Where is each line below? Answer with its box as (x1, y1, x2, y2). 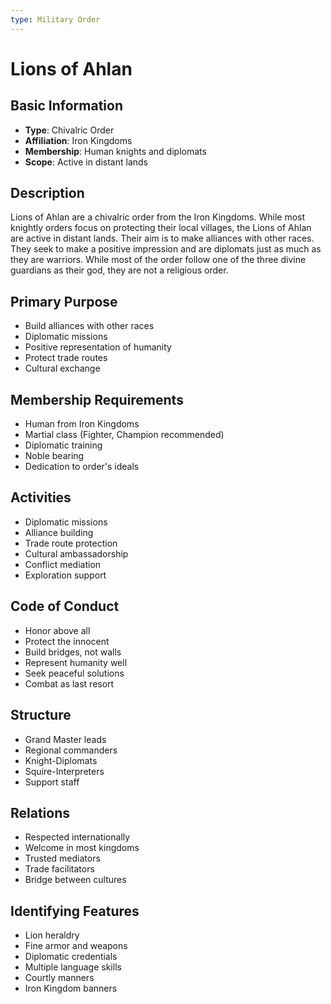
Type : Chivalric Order (24, 124, 115, 136)
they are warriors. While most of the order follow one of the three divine (10, 254, 307, 266)
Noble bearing (24, 450, 85, 462)
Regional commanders (24, 744, 118, 756)
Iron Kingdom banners (24, 982, 118, 995)
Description (10, 185, 85, 202)
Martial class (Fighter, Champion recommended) (24, 429, 225, 441)
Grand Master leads (24, 733, 107, 745)
